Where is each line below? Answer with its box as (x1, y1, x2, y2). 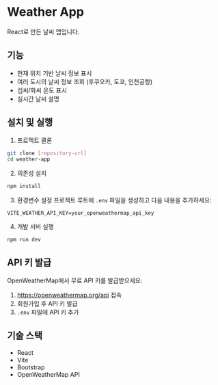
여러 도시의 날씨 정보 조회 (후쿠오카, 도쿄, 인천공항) (16, 77, 153, 85)
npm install (7, 183, 41, 190)
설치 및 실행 (7, 117, 53, 129)
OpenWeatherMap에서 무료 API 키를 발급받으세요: (7, 276, 143, 284)
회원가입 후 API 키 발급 (16, 299, 78, 308)
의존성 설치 (16, 169, 47, 178)
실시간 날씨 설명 (16, 94, 59, 103)
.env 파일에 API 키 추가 (16, 308, 79, 316)
